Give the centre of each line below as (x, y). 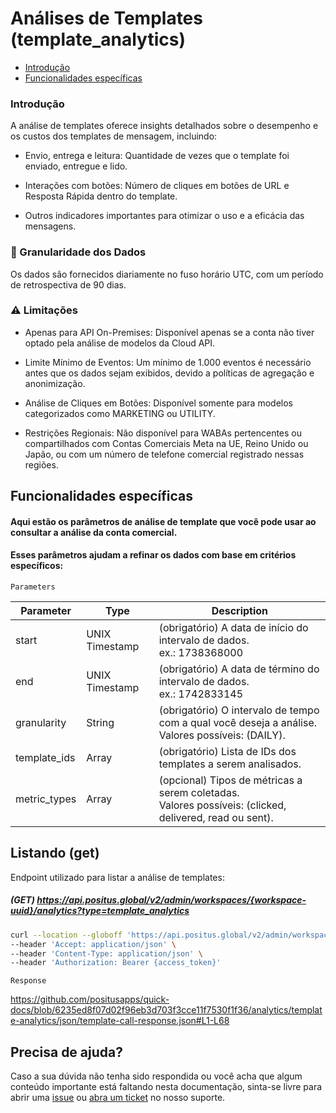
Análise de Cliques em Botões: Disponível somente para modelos (158, 403)
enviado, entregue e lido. (76, 166)
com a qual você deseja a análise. (238, 723)
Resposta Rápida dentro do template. (101, 196)
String (100, 723)
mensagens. (50, 226)
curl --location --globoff (66, 935)
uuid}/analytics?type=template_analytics (100, 911)
